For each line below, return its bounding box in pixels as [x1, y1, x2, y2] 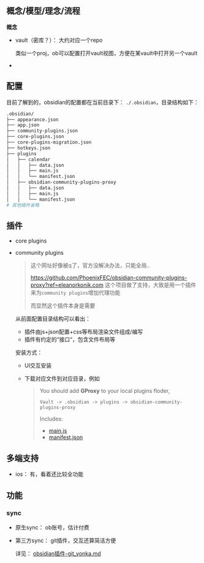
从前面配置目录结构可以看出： [15, 315, 91, 322]
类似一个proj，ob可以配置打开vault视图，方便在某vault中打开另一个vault [15, 49, 198, 56]
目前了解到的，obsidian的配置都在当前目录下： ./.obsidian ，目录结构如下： [6, 98, 199, 106]
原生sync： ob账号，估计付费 [15, 524, 90, 531]
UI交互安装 [24, 362, 52, 370]
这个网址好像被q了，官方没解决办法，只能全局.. [30, 262, 150, 269]
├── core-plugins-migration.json [6, 139, 92, 146]
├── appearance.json [6, 116, 59, 123]
